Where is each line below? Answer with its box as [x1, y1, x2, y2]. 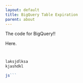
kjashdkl [5, 64, 24, 69]
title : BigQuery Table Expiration [5, 12, 78, 17]
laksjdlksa [5, 59, 28, 64]
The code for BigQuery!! [5, 31, 56, 37]
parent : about [5, 17, 35, 22]
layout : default [5, 7, 39, 13]
